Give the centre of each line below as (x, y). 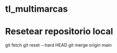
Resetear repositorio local (59, 32)
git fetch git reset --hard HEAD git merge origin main (58, 45)
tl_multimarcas (37, 9)
